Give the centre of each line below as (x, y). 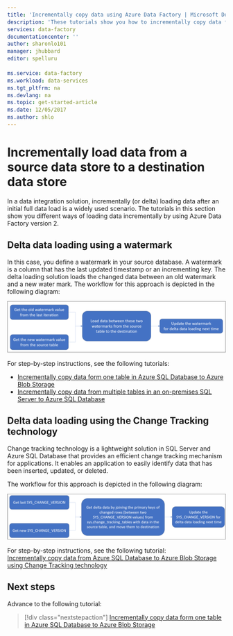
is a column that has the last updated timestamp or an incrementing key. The (116, 269)
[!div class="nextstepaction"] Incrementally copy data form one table (123, 617)
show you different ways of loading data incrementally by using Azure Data (114, 216)
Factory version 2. (33, 223)
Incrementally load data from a (97, 152)
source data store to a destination (106, 167)
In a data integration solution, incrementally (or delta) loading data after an (113, 201)
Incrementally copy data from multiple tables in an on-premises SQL (114, 392)
